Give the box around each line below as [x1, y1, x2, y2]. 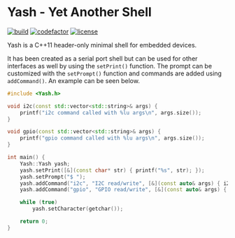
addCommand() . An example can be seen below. [7, 76, 140, 84]
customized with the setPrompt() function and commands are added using [7, 69, 222, 77]
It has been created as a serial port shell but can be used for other [7, 54, 198, 63]
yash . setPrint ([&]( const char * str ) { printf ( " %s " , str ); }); [20, 167, 205, 174]
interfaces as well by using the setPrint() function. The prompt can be [7, 61, 212, 70]
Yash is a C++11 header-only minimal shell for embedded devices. [7, 40, 197, 49]
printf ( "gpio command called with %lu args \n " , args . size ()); [20, 135, 205, 142]
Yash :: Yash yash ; [20, 160, 71, 168]
